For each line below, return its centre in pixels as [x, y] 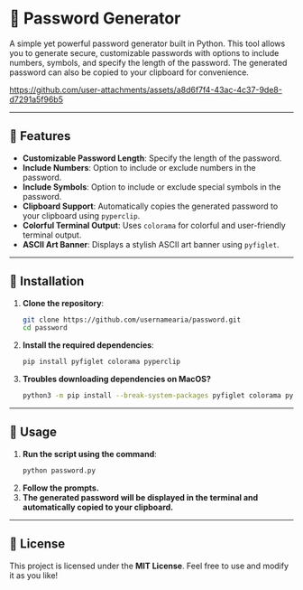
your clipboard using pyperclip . [81, 215]
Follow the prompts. [60, 488]
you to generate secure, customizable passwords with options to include [144, 52]
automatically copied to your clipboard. [98, 507]
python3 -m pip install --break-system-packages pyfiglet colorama [152, 396]
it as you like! [34, 575]
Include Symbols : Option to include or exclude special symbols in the [151, 187]
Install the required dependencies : [88, 345]
